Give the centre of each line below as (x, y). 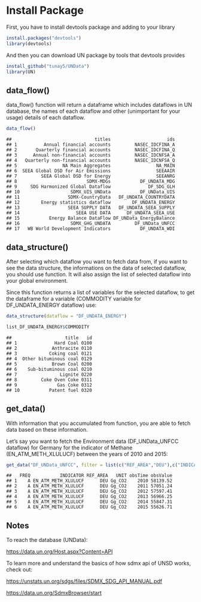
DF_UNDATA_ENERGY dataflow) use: (51, 305)
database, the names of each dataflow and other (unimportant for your (93, 111)
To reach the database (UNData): (47, 540)
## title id (49, 338)
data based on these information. (47, 429)
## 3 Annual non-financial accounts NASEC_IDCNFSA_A (91, 155)
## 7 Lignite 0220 (49, 375)
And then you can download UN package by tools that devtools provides (96, 55)
